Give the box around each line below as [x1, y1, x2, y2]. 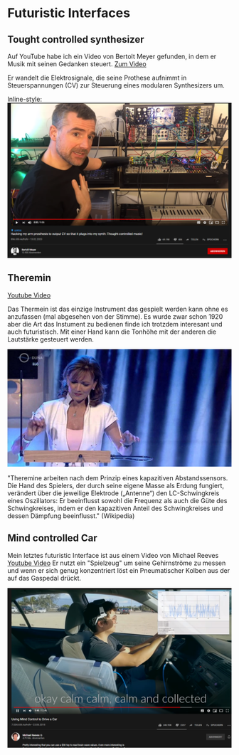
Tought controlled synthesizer [7, 33, 144, 46]
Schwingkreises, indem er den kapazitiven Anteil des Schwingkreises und [7, 504, 223, 513]
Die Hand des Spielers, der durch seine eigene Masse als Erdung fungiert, [7, 482, 225, 490]
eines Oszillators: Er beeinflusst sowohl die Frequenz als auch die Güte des [7, 497, 228, 505]
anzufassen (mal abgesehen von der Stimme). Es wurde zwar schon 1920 [7, 312, 223, 321]
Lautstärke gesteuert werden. [7, 334, 94, 343]
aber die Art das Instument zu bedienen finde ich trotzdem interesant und [7, 320, 223, 328]
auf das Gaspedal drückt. [7, 574, 82, 582]
